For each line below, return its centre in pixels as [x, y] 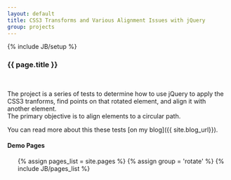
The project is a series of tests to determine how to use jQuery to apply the [116, 94]
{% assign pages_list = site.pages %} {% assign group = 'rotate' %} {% [121, 161]
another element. [32, 109]
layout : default [31, 14]
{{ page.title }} [33, 65]
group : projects [31, 27]
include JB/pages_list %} [53, 168]
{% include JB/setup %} [42, 47]
